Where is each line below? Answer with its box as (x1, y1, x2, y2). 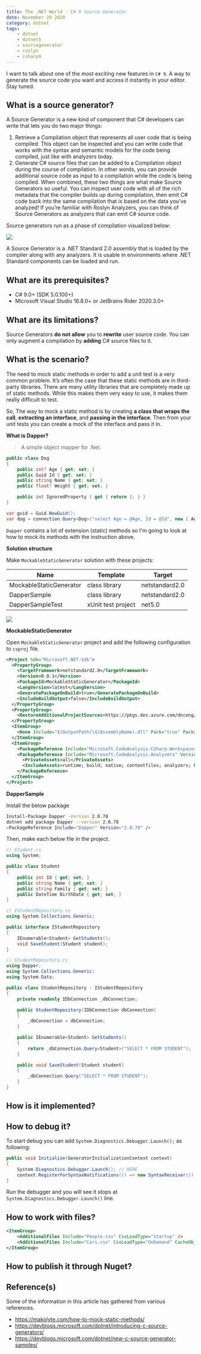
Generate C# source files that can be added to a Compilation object (14, 160, 182, 167)
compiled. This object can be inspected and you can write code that (14, 140, 183, 148)
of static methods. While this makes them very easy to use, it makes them (6, 390, 188, 397)
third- (176, 376, 191, 384)
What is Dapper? (6, 432, 49, 439)
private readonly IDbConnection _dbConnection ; (17, 996, 138, 1002)
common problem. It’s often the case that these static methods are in (6, 376, 176, 384)
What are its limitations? (6, 314, 99, 325)
